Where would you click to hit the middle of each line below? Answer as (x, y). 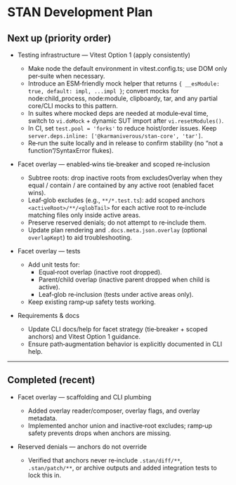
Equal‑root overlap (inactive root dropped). (100, 272)
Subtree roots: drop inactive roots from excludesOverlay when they (125, 178)
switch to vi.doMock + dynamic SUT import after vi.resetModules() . (126, 121)
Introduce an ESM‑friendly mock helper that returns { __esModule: (124, 84)
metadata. (42, 418)
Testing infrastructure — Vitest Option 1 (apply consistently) (104, 55)
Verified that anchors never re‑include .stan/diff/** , (105, 460)
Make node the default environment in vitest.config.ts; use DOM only (127, 68)
